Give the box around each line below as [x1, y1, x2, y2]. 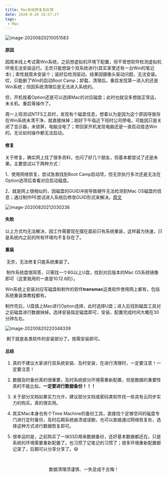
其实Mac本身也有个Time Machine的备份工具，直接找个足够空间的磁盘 [12, 411, 156, 417]
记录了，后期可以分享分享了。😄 [12, 446, 79, 452]
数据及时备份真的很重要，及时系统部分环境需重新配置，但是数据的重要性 [12, 377, 161, 383]
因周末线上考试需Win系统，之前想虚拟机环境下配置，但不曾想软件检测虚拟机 [5, 59, 162, 65]
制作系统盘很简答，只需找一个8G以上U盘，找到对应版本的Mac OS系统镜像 [6, 270, 159, 276]
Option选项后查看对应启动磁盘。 [5, 177, 71, 183]
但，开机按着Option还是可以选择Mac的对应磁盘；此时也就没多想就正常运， [5, 94, 159, 100]
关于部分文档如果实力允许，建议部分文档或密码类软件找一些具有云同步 [12, 394, 157, 400]
